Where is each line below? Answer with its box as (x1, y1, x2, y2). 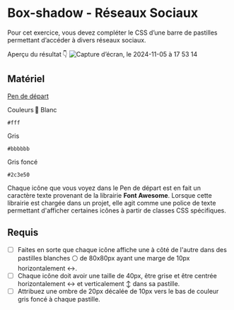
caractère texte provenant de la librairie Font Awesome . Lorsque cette (7, 191, 212, 199)
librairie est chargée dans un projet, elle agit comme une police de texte (7, 198, 216, 207)
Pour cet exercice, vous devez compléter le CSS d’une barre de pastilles (7, 28, 218, 37)
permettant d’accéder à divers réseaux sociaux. (7, 35, 146, 44)
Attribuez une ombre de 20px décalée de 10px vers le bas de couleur (17, 287, 219, 295)
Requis (7, 227, 39, 239)
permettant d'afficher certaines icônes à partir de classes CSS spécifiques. (7, 206, 226, 215)
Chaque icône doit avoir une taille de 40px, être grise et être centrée (17, 271, 217, 280)
